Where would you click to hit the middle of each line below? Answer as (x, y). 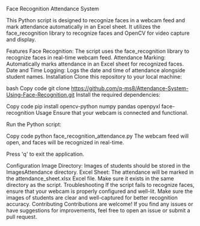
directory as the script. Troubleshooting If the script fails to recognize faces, (100, 185)
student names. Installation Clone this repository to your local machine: (94, 77)
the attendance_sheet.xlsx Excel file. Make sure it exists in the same (90, 179)
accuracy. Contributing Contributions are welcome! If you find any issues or (100, 204)
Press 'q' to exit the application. (45, 154)
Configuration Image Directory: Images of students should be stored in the (98, 166)
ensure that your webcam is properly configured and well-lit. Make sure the (100, 191)
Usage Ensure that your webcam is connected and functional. (112, 113)
